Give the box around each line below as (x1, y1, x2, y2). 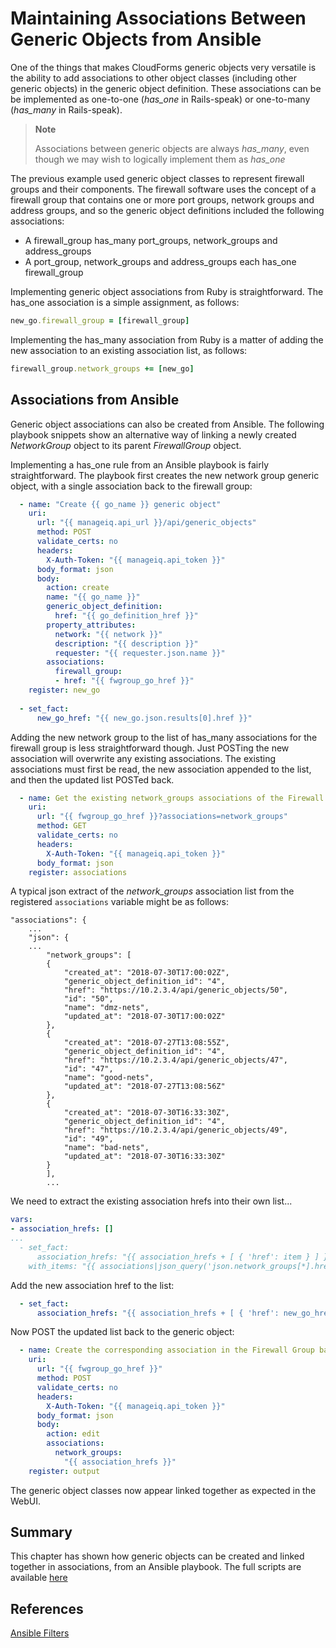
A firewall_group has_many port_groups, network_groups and (24, 234, 278, 246)
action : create (46, 583, 110, 593)
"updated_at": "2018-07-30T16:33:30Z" (63, 1152, 226, 1162)
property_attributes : (46, 620, 137, 630)
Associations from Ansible (10, 392, 180, 409)
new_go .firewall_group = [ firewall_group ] (10, 315, 190, 326)
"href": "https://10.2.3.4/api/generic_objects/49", (63, 1125, 288, 1136)
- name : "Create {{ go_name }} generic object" (19, 499, 222, 509)
